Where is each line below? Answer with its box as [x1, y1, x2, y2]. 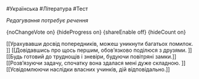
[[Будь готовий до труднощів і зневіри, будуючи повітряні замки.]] [6, 53, 177, 60]
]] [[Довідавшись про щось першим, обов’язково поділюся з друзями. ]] [6, 46, 192, 54]
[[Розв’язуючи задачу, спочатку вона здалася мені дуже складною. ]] [6, 60, 186, 66]
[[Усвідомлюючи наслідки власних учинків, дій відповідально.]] [6, 66, 170, 73]
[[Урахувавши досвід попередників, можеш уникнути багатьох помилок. [6, 40, 194, 47]
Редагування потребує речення [6, 17, 88, 24]
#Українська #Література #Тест [6, 5, 88, 12]
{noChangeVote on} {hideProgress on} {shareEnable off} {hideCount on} [6, 28, 186, 36]
